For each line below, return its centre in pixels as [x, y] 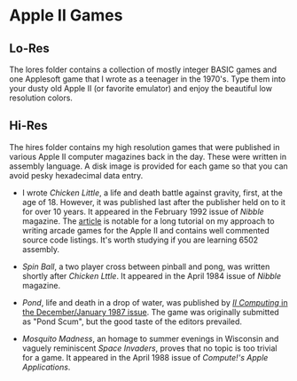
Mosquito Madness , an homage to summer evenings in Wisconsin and [150, 338]
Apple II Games [66, 16]
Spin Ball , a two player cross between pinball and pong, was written [146, 266]
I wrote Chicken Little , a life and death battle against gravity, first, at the [152, 193]
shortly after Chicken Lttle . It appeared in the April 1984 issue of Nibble [152, 275]
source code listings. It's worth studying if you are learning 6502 [140, 240]
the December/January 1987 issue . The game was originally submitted [150, 312]
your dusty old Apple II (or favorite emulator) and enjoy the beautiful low [141, 88]
